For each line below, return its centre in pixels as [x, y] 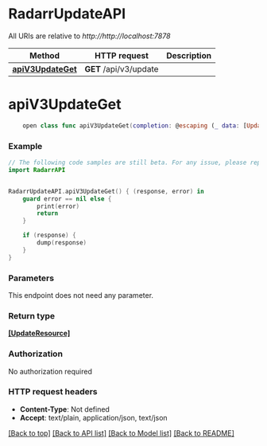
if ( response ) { [50, 236]
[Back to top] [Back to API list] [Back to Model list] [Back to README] [121, 433]
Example [25, 146]
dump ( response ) [62, 243]
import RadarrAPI [37, 170]
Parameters [31, 278]
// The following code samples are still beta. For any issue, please [128, 163]
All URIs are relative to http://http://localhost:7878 [89, 36]
